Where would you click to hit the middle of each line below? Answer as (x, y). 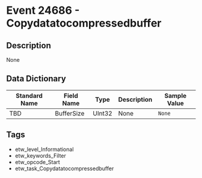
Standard (29, 96)
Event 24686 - (43, 11)
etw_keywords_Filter (40, 155)
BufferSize (70, 113)
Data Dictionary (36, 79)
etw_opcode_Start (37, 162)
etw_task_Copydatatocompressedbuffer (64, 168)
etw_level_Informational (44, 149)
